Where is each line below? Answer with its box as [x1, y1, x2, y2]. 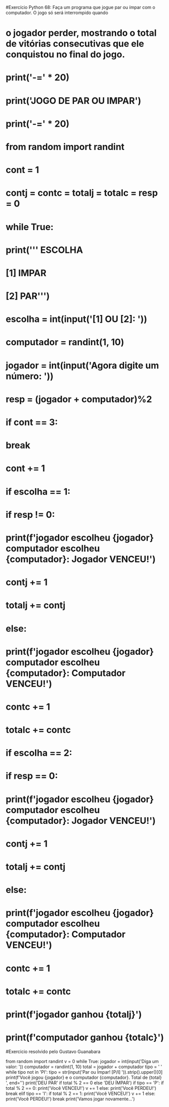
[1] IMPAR [6, 267, 47, 279]
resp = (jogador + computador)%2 [6, 393, 152, 405]
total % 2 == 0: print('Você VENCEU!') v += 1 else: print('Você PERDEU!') [6, 1085, 156, 1091]
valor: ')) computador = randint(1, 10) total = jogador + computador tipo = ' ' [6, 1064, 162, 1070]
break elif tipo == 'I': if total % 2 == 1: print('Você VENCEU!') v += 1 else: [6, 1090, 155, 1096]
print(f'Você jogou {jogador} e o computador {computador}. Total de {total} [6, 1074, 162, 1080]
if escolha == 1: [6, 486, 71, 497]
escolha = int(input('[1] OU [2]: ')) [6, 313, 147, 325]
